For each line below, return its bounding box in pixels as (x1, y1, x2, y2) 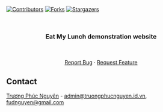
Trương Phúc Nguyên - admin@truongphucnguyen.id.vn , (6, 92, 147, 99)
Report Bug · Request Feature (64, 59, 138, 66)
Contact (6, 76, 37, 87)
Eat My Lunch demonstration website (45, 32, 157, 40)
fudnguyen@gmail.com (6, 99, 64, 106)
